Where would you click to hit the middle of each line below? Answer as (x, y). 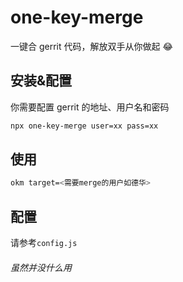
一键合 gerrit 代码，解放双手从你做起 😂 (91, 46)
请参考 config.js (44, 243)
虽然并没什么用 (41, 267)
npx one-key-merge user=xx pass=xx (84, 126)
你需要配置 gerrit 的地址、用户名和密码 (90, 107)
